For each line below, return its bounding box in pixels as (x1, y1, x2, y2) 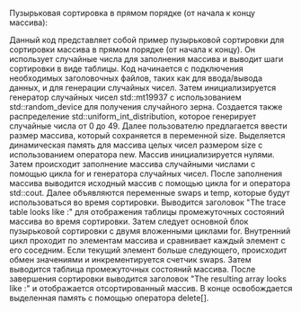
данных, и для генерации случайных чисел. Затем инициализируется (9, 83, 277, 93)
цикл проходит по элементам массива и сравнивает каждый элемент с (9, 236, 286, 245)
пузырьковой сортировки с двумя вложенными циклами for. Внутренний (9, 226, 291, 236)
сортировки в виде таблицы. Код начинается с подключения (9, 63, 244, 74)
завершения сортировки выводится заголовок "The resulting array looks (9, 273, 288, 284)
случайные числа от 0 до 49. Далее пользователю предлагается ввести (9, 120, 288, 131)
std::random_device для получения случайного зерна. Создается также (9, 102, 283, 111)
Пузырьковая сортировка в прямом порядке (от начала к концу (9, 8, 256, 18)
